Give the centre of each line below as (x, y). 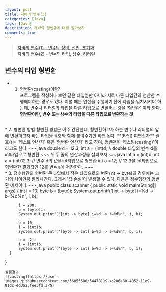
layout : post (19, 10)
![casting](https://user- (32, 276)
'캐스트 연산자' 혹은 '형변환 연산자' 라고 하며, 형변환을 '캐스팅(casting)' (86, 142)
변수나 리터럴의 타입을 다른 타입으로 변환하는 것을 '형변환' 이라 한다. (96, 108)
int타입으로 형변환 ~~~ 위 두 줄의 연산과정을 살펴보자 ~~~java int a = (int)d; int (82, 154)
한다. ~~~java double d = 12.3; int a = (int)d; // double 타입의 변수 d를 (87, 148)
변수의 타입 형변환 (31, 71)
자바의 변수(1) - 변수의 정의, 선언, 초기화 (56, 47)
